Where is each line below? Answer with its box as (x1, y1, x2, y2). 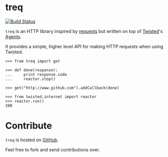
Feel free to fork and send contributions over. (5, 146, 100, 152)
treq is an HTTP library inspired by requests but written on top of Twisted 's (5, 28, 163, 34)
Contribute (5, 120, 52, 132)
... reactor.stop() (5, 76, 56, 81)
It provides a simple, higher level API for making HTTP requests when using (5, 43, 164, 49)
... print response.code (5, 72, 67, 77)
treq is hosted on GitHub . (5, 137, 59, 143)
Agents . (5, 34, 22, 40)
